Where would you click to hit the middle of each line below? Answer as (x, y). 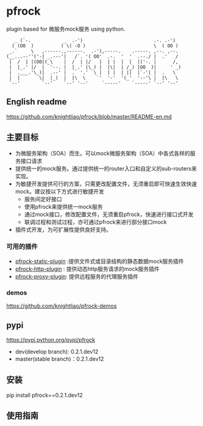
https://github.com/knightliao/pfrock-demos (62, 306)
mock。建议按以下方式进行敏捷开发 (60, 191)
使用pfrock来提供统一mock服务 (63, 206)
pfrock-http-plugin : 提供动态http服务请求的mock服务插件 (87, 269)
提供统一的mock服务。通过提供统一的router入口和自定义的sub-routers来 (106, 168)
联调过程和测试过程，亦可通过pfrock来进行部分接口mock (95, 222)
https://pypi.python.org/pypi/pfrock (51, 339)
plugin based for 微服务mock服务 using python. (66, 29)
